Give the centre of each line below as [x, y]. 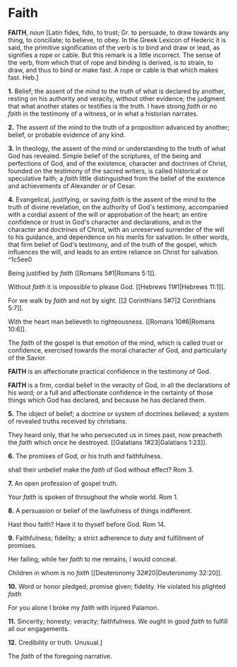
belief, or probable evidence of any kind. [67, 135]
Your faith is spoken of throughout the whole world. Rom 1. [93, 497]
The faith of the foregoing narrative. [60, 656]
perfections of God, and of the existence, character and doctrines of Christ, [118, 163]
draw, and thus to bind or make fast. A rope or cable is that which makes [113, 70]
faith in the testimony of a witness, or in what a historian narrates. [103, 114]
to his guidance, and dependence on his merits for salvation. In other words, [119, 237]
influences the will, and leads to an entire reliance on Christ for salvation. [114, 252]
